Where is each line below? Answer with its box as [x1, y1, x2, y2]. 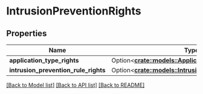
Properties [6, 28, 47, 39]
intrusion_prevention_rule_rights [9, 66, 106, 74]
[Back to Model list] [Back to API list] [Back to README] [6, 81, 145, 89]
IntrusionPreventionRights [6, 4, 141, 18]
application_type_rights [9, 56, 79, 64]
